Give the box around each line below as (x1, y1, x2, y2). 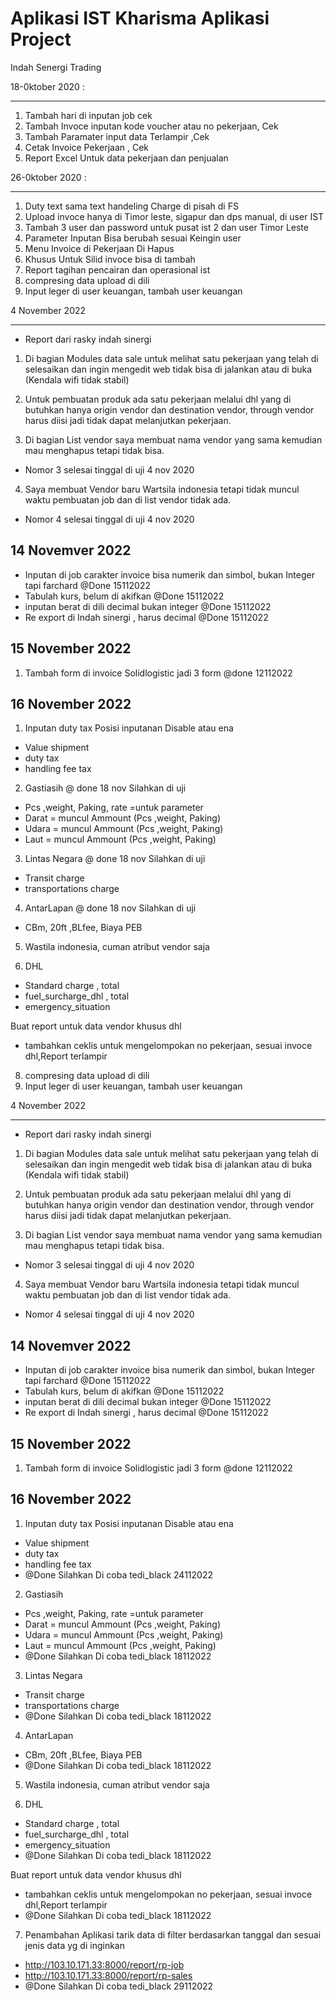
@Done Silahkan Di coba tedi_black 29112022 (24, 1980, 214, 1992)
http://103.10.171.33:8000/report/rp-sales (24, 1969, 193, 1981)
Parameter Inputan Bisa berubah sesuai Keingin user (24, 232, 242, 244)
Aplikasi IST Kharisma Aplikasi (10, 7, 270, 30)
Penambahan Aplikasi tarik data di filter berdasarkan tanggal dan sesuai (24, 1928, 322, 1941)
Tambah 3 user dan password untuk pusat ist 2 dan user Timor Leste (24, 221, 309, 233)
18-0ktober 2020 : (10, 80, 85, 92)
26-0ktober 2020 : (10, 171, 87, 183)
